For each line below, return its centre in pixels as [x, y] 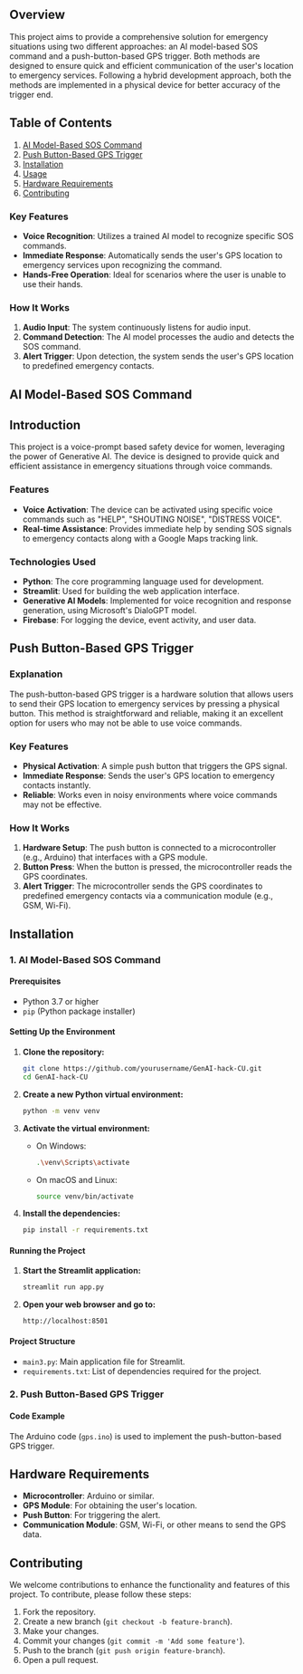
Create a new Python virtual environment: [103, 1094]
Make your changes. [61, 1631]
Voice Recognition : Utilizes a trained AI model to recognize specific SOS [158, 236]
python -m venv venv [61, 1111]
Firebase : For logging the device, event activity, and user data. [139, 621]
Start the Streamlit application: [82, 1271]
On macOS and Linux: [76, 1179]
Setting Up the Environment [62, 1032]
